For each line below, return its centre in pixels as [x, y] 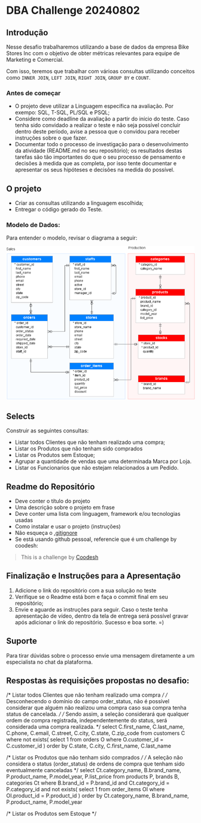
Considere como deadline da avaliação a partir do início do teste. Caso [102, 119]
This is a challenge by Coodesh [60, 557]
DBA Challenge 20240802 [73, 10]
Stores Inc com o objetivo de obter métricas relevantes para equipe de [93, 53]
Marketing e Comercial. [35, 60]
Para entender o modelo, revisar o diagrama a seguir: [72, 238]
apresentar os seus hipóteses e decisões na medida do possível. [95, 170]
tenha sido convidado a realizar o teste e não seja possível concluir [98, 125]
